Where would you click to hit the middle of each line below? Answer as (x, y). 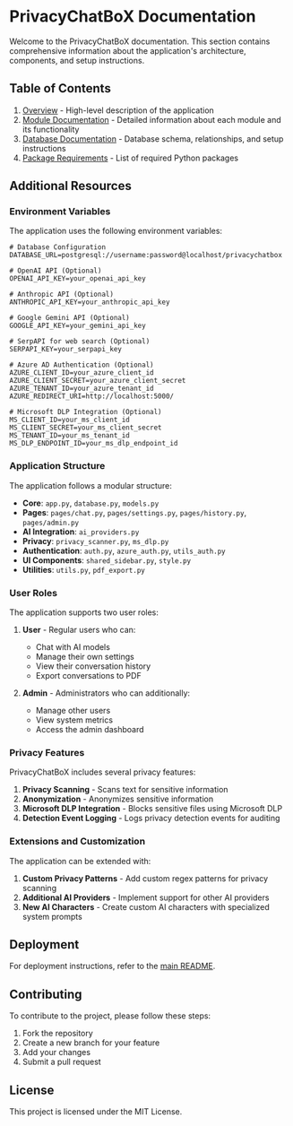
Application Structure (57, 466)
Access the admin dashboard (90, 730)
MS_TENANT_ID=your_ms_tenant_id (69, 436)
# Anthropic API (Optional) (62, 294)
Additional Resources (70, 186)
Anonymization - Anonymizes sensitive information (117, 799)
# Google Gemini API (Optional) (69, 318)
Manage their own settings (85, 657)
